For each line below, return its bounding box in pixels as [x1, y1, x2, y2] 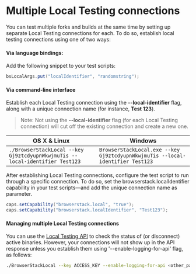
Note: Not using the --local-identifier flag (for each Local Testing [20, 117, 178, 124]
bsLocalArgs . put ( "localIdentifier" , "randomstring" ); [6, 74, 140, 79]
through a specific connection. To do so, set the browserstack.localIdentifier [6, 178, 190, 185]
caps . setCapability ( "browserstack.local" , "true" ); [6, 202, 134, 208]
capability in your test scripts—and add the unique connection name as [6, 184, 177, 191]
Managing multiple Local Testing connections [6, 220, 120, 227]
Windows [129, 137, 157, 145]
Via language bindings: [6, 49, 64, 56]
